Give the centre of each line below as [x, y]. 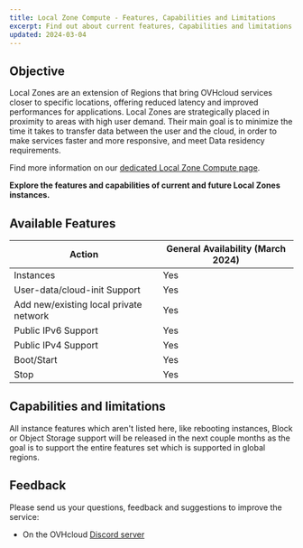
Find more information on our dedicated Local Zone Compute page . [135, 168]
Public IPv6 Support [56, 330]
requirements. [35, 151]
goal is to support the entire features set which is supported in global [138, 447]
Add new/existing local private [78, 305]
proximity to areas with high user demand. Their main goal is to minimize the [151, 122]
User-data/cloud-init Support [78, 290]
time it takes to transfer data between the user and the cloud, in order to [143, 131]
